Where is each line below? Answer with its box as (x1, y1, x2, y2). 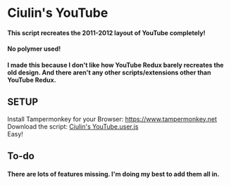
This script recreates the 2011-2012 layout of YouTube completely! (7, 28, 206, 37)
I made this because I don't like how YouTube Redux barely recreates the (7, 60, 224, 69)
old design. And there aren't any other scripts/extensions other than (7, 68, 211, 77)
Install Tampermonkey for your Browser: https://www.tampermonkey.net (7, 115, 217, 123)
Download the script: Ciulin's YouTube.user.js (7, 122, 139, 131)
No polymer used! (7, 44, 61, 53)
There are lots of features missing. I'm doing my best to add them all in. (7, 170, 220, 178)
